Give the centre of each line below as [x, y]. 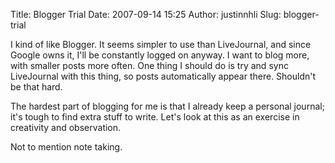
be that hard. [36, 87]
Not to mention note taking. [66, 147]
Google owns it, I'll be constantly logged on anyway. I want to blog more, [160, 55]
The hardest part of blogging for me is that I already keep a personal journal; [167, 106]
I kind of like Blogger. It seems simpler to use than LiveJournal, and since [161, 44]
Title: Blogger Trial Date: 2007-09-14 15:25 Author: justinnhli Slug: [146, 14]
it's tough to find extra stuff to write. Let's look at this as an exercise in [155, 117]
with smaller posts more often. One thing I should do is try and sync [149, 65]
